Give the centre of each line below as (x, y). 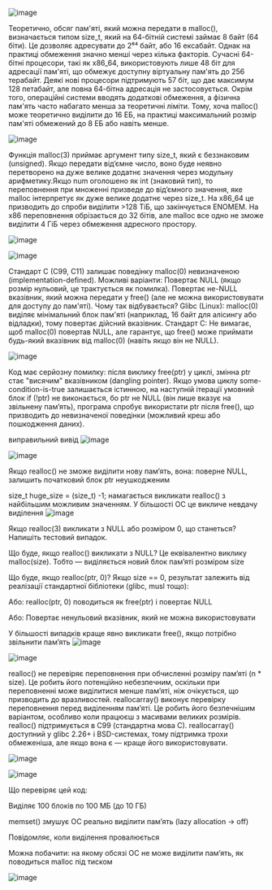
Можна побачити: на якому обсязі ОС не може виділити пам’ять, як (126, 853)
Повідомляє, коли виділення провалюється (84, 837)
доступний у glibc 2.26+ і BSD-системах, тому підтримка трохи (119, 734)
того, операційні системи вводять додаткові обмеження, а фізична (125, 97)
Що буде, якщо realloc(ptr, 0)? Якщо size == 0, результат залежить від (129, 577)
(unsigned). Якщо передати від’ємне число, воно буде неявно (115, 164)
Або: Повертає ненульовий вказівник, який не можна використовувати (132, 617)
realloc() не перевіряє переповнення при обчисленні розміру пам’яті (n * (135, 674)
